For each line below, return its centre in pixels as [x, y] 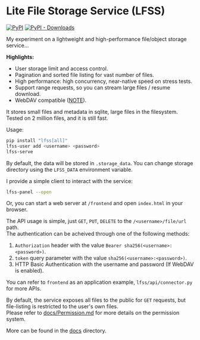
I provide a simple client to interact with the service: [69, 181]
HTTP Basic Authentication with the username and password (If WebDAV [104, 264]
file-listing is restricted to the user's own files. [62, 307]
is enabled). [29, 271]
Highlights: [20, 57]
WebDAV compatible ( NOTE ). [51, 100]
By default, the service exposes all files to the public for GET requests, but [96, 300]
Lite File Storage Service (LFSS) [86, 11]
